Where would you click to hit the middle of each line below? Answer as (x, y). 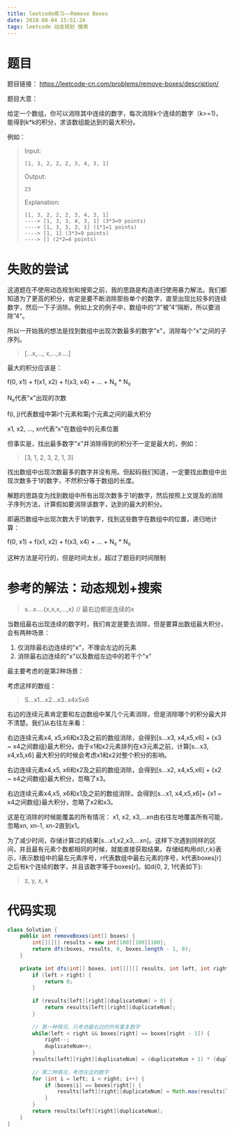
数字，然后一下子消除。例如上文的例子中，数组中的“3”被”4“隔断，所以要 (111, 307)
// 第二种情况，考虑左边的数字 (71, 1072)
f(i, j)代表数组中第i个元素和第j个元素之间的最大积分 (79, 414)
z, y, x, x (36, 880)
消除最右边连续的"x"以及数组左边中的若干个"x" (84, 656)
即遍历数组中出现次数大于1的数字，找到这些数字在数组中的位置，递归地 (109, 519)
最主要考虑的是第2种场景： (46, 671)
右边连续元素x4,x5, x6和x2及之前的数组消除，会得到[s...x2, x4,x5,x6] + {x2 (114, 769)
